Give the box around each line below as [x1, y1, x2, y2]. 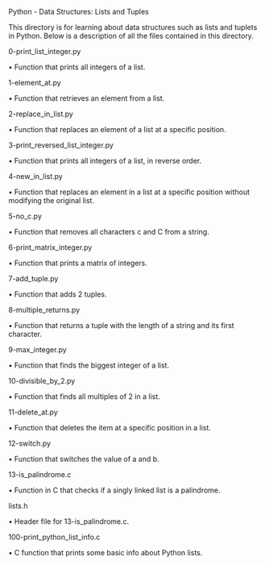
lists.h [8, 501, 28, 510]
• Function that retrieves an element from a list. [8, 93, 165, 103]
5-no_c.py [8, 211, 42, 221]
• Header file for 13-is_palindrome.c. [8, 517, 130, 526]
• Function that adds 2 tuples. [8, 289, 107, 299]
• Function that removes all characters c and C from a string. [8, 227, 209, 236]
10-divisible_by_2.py [8, 376, 76, 385]
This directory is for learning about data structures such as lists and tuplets [8, 23, 258, 31]
